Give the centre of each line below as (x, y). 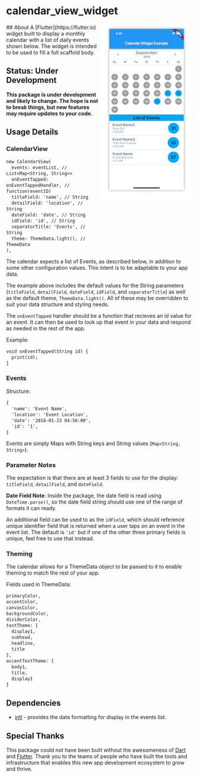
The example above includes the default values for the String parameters (95, 286)
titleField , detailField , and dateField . (55, 484)
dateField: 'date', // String (48, 215)
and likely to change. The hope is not (52, 101)
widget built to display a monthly (46, 33)
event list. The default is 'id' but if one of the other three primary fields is (96, 532)
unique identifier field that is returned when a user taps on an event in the (95, 526)
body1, (20, 667)
